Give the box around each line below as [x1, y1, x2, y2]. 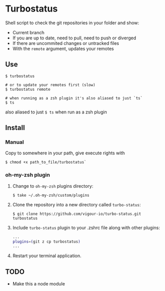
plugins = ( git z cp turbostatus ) [12, 239, 80, 244]
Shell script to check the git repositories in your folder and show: [5, 20, 139, 26]
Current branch [12, 29, 45, 35]
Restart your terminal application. [12, 253, 81, 259]
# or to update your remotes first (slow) [5, 82, 96, 87]
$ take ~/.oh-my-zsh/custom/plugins [12, 193, 90, 198]
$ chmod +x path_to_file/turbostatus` [5, 160, 87, 165]
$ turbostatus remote [5, 87, 51, 92]
